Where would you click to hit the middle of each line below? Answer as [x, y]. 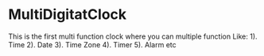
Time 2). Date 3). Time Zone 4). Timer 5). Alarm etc [92, 44]
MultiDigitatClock [68, 15]
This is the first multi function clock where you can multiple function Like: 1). [133, 36]
